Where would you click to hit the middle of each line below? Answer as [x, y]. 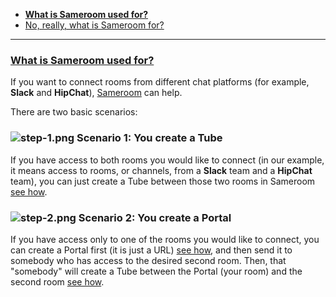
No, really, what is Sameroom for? [94, 25]
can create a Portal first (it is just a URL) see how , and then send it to [151, 250]
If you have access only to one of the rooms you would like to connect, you [165, 239]
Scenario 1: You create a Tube [149, 138]
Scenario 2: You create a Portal [155, 217]
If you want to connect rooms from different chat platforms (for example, [160, 82]
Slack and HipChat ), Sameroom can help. [96, 93]
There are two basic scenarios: [74, 112]
